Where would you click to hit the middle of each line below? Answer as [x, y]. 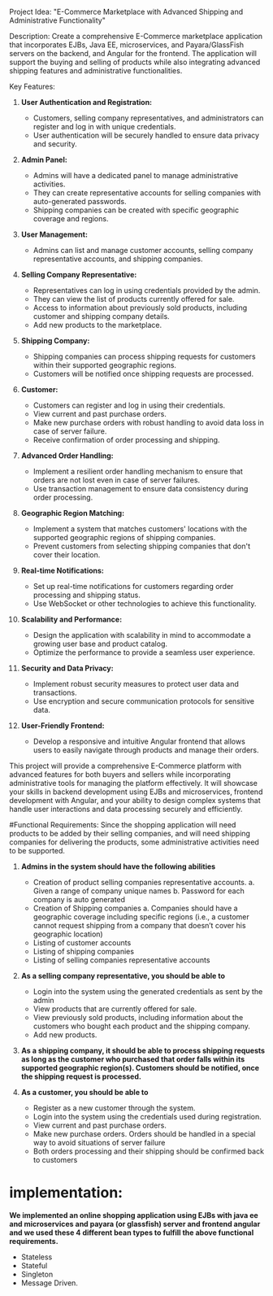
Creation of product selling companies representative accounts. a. [144, 882]
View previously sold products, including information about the [138, 1017]
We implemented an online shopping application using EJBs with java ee [134, 1215]
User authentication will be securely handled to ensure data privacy [146, 135]
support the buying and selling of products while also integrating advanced [135, 62]
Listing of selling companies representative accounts [121, 960]
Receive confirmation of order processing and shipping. [126, 440]
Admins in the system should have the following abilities [118, 866]
